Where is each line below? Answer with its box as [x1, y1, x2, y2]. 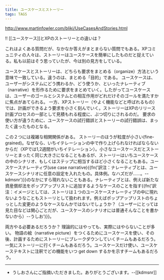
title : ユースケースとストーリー [5, 7, 64, 12]
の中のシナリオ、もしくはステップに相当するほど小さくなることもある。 [5, 158, 150, 164]
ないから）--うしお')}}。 [5, 213, 55, 219]
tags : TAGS [5, 12, 27, 17]
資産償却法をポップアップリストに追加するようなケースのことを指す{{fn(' [5, 183, 152, 188]
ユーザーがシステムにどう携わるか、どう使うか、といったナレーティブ [5, 80, 145, 86]
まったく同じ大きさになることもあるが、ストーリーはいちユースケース [18, 152, 159, 158]
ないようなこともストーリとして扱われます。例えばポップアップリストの [5, 195, 150, 201]
